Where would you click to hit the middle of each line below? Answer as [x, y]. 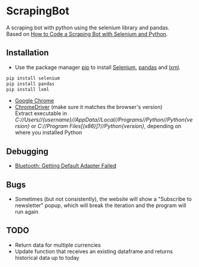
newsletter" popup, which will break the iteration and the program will [100, 205]
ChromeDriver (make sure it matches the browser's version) [88, 107]
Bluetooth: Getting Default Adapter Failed [65, 166]
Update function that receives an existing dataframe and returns [94, 251]
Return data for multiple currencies [58, 245]
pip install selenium [33, 78]
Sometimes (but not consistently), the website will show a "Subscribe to [103, 199]
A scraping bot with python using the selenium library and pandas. [88, 28]
